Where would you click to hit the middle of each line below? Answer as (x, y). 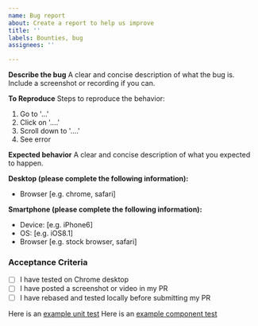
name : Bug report (37, 16)
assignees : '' (32, 45)
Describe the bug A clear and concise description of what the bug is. (121, 75)
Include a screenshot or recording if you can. (82, 83)
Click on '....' (40, 122)
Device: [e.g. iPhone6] (56, 225)
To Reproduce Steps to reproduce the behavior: (87, 99)
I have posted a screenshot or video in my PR (94, 289)
